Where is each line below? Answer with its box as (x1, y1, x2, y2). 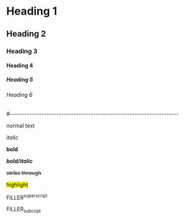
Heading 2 (6, 29, 47, 39)
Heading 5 (6, 76, 33, 83)
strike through (6, 169, 41, 176)
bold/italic (6, 157, 33, 165)
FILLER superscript (6, 193, 47, 201)
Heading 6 (6, 91, 33, 99)
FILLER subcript (6, 205, 41, 215)
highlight (6, 181, 29, 188)
